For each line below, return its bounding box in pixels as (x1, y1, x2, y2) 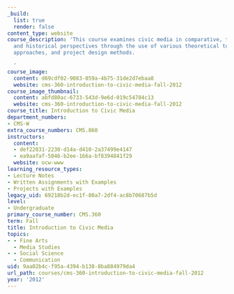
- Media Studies (13, 244, 61, 251)
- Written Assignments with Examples (7, 179, 117, 186)
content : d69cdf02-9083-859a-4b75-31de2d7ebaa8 (13, 75, 155, 82)
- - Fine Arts (7, 237, 49, 244)
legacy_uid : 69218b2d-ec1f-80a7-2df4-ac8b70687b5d (7, 191, 157, 199)
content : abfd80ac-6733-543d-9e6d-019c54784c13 (13, 94, 155, 101)
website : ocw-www (13, 159, 64, 166)
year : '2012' (7, 276, 45, 283)
